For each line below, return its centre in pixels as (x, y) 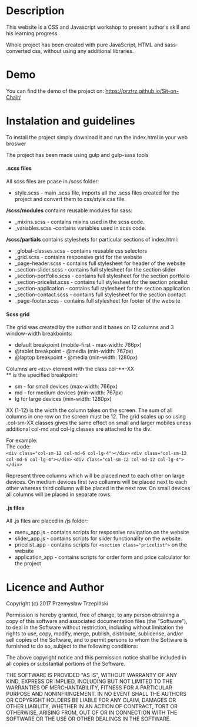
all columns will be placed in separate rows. (59, 494)
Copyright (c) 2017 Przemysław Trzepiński (57, 604)
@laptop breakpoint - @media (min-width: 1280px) (76, 357)
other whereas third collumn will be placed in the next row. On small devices (98, 488)
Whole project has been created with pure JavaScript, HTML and (85, 45)
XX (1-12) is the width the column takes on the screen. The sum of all (89, 410)
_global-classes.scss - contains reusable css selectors (81, 251)
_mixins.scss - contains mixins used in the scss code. (80, 222)
